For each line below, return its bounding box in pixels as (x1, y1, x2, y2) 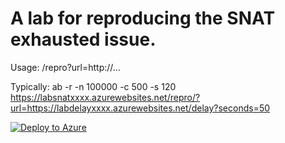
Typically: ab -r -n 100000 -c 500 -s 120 (10, 80, 177, 92)
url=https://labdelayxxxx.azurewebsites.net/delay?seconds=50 (10, 102, 271, 114)
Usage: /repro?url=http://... (10, 61, 121, 73)
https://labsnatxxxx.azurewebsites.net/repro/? (10, 91, 201, 103)
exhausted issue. (10, 28, 157, 51)
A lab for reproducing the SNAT (10, 7, 276, 30)
